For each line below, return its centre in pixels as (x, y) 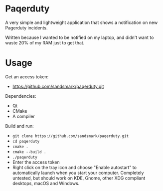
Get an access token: (27, 77)
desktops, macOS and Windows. (46, 183)
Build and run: (19, 126)
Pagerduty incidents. (27, 27)
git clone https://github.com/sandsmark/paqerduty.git (71, 136)
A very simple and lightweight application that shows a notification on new (81, 22)
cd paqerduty (26, 141)
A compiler (23, 116)
